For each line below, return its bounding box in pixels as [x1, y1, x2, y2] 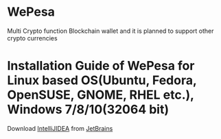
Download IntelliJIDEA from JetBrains [7, 124, 113, 132]
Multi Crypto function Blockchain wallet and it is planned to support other [7, 27, 214, 35]
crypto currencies [7, 34, 58, 42]
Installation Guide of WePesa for [7, 58, 195, 74]
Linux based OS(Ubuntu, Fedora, [7, 73, 197, 88]
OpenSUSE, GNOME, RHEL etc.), [7, 87, 194, 103]
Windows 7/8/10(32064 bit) [7, 102, 170, 117]
